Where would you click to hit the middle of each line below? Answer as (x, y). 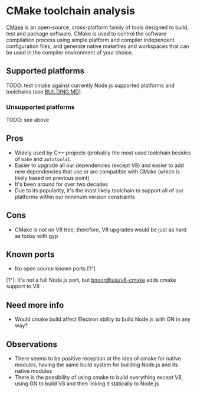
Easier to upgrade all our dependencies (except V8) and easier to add (99, 165)
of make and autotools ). (43, 159)
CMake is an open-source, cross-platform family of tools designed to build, (97, 27)
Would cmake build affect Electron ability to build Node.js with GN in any (102, 319)
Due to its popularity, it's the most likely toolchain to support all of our (99, 190)
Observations (32, 344)
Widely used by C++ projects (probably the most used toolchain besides (103, 153)
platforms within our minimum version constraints (75, 196)
